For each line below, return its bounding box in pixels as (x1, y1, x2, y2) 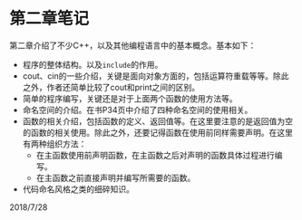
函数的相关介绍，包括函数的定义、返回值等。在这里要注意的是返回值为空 (22, 115, 293, 127)
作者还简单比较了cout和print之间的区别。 (46, 81, 200, 92)
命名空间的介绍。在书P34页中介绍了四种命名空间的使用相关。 (22, 104, 253, 115)
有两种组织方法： (22, 138, 87, 149)
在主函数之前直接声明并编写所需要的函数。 (35, 172, 196, 183)
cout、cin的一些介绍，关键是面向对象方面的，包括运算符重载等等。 (22, 70, 274, 81)
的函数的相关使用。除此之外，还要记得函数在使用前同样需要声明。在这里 (22, 127, 293, 138)
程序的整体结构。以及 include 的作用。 (22, 59, 163, 70)
